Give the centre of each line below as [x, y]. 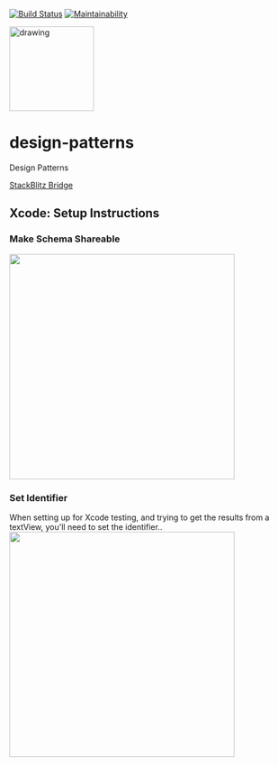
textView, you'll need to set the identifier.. [86, 526]
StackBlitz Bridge [41, 185]
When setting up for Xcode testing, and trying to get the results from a [139, 517]
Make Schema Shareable [65, 239]
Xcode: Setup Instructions [85, 213]
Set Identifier [39, 497]
